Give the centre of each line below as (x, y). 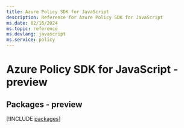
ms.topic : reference (32, 29)
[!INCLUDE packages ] (33, 119)
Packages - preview (44, 104)
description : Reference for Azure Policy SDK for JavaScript (85, 17)
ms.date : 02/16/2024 (32, 23)
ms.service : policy (31, 40)
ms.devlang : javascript (36, 34)
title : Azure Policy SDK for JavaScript (58, 12)
